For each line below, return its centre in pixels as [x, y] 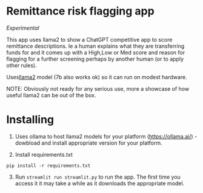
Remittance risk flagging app [80, 11]
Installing [30, 120]
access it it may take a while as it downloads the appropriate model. [100, 183]
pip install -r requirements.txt [48, 165]
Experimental [23, 28]
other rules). [22, 65]
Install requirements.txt [44, 154]
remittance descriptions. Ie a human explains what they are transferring [95, 46]
